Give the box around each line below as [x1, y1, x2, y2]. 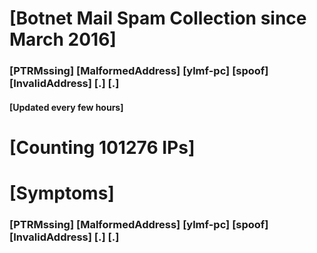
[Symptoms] [9, 182, 115, 205]
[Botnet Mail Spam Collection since [9, 7, 307, 30]
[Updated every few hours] [9, 101, 124, 113]
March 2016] [9, 28, 117, 51]
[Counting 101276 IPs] [9, 136, 196, 159]
